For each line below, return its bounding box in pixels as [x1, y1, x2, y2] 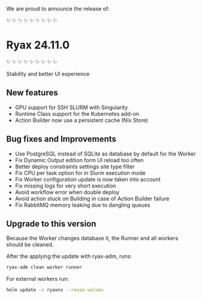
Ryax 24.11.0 [6, 39, 70, 52]
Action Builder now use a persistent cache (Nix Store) [14, 116, 149, 124]
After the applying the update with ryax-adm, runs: [6, 253, 132, 260]
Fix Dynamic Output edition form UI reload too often [14, 156, 144, 163]
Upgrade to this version [6, 218, 96, 228]
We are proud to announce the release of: [6, 5, 110, 12]
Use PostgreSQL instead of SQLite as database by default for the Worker [14, 150, 196, 157]
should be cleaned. [6, 241, 54, 248]
